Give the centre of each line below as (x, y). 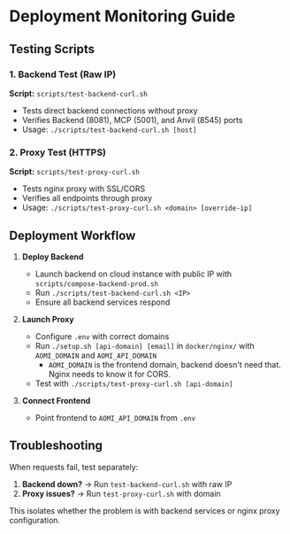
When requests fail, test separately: (74, 467)
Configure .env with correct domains (102, 336)
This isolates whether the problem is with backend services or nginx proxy (145, 510)
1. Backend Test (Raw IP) (63, 74)
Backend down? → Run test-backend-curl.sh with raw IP (127, 484)
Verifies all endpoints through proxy (87, 198)
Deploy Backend (53, 256)
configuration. (34, 520)
